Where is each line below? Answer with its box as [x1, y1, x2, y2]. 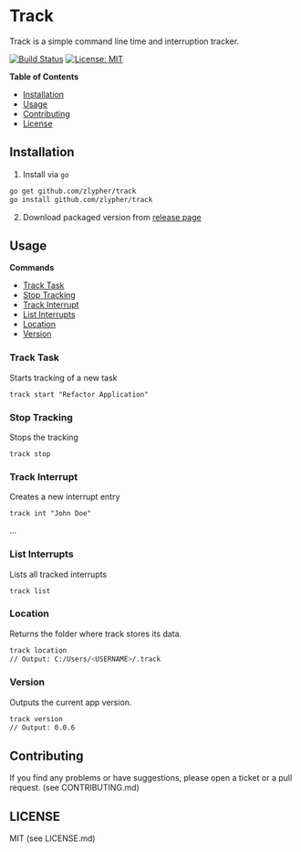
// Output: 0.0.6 [9, 723, 76, 732]
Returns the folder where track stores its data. [9, 628, 182, 639]
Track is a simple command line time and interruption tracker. [9, 36, 240, 47]
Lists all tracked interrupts [9, 569, 108, 580]
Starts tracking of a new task [9, 372, 118, 383]
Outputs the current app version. [9, 697, 132, 708]
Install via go [22, 168, 69, 179]
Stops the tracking [9, 431, 79, 442]
